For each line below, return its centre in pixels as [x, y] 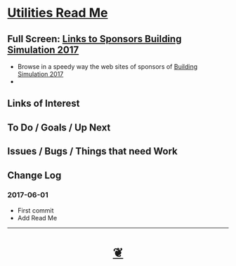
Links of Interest [44, 104]
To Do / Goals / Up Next [59, 127]
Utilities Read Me [58, 13]
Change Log [34, 175]
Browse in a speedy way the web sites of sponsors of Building [107, 67]
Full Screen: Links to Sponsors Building [94, 39]
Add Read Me [37, 218]
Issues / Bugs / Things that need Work [92, 151]
